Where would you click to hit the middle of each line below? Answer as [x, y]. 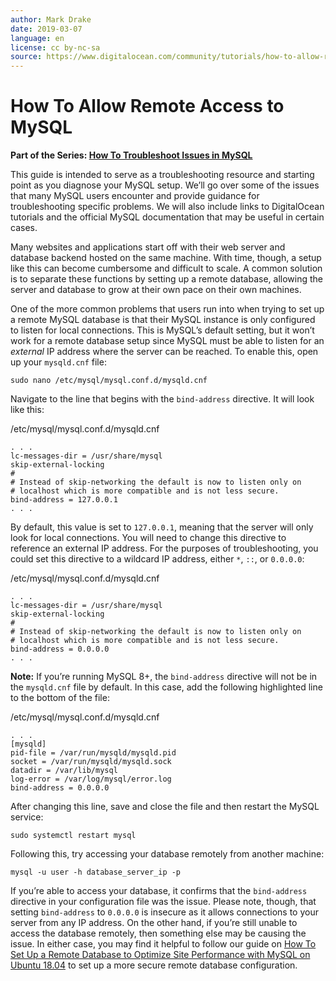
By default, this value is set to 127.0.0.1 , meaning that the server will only [162, 527]
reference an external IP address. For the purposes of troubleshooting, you [164, 548]
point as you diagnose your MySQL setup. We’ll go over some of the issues [165, 185]
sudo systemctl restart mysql [73, 836]
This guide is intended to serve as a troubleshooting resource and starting [162, 175]
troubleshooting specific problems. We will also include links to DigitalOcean [167, 207]
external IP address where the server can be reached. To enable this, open [164, 352]
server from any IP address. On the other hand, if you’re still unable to [154, 923]
